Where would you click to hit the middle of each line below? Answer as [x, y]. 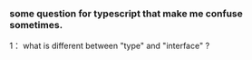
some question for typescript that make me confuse [126, 14]
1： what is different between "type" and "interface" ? [110, 46]
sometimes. [36, 25]
